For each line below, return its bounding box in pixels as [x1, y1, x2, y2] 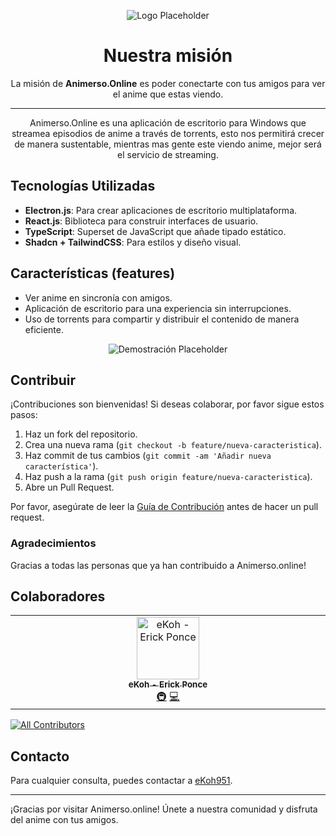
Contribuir [10, 371, 77, 389]
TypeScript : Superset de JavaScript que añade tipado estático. [24, 225, 287, 237]
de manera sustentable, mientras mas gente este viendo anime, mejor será [14, 138, 322, 150]
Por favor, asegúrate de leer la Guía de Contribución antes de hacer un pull [10, 501, 319, 513]
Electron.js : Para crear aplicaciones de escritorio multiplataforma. [24, 204, 298, 216]
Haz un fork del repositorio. [24, 428, 138, 440]
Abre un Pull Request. [24, 481, 115, 494]
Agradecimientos [10, 536, 97, 550]
